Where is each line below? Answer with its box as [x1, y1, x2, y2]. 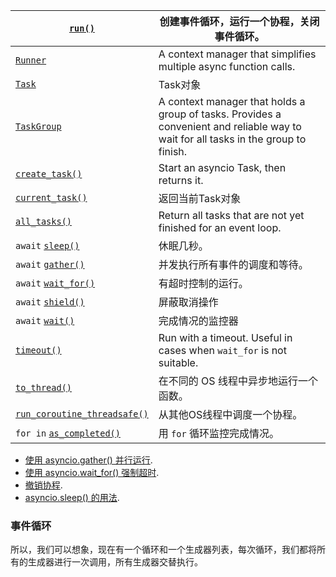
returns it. [158, 174, 204, 187]
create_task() [15, 169, 83, 179]
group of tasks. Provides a [158, 107, 282, 121]
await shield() [15, 297, 85, 308]
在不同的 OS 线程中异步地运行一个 [158, 374, 318, 388]
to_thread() [15, 382, 73, 393]
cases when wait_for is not [158, 344, 287, 357]
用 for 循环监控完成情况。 [158, 427, 280, 440]
